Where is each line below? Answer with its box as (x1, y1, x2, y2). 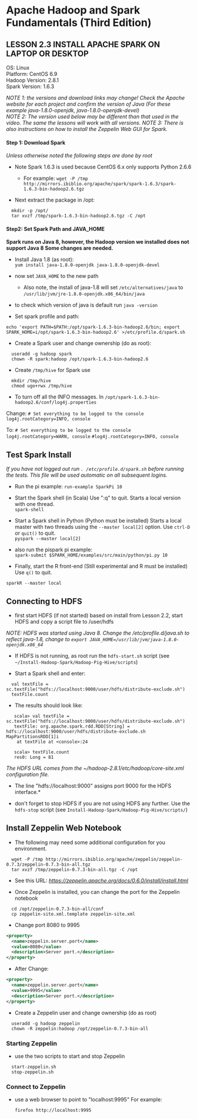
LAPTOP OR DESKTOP (6, 48, 89, 59)
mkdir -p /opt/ (11, 208, 49, 214)
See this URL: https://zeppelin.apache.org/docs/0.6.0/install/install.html (14, 877, 189, 884)
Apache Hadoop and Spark (6, 4, 141, 17)
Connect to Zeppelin (6, 1083, 66, 1091)
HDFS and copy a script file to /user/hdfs (14, 618, 114, 625)
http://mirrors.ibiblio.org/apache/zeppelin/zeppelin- (45, 856, 183, 862)
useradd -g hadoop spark (11, 351, 72, 357)
